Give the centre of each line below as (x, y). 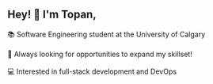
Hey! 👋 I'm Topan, (52, 15)
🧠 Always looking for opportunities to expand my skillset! (100, 54)
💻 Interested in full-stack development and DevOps (92, 71)
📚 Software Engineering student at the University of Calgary (106, 34)
